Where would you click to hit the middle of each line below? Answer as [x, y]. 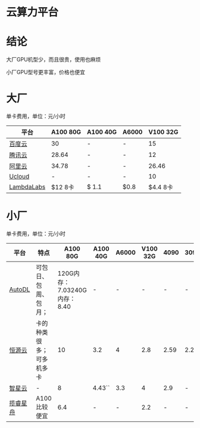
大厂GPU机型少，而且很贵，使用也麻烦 [54, 60]
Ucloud [19, 177]
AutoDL [20, 289]
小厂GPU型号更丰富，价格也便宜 [46, 72]
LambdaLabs [27, 187]
